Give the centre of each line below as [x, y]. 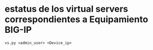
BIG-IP [18, 30]
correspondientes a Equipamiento [76, 19]
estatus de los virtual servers [66, 9]
